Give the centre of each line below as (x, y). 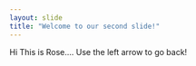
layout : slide (36, 18)
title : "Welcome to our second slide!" (85, 26)
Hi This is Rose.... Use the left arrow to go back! (98, 52)
